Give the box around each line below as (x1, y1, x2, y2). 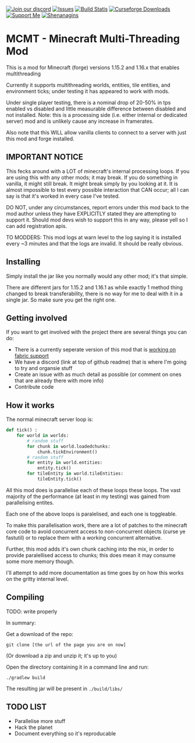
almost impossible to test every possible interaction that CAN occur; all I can (6, 186, 189, 193)
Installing (6, 257, 41, 267)
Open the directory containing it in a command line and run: (6, 663, 149, 671)
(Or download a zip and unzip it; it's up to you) (6, 652, 118, 659)
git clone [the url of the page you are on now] (6, 642, 126, 648)
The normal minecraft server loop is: (6, 416, 93, 423)
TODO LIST (6, 702, 47, 712)
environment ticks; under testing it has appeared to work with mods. (6, 88, 170, 95)
